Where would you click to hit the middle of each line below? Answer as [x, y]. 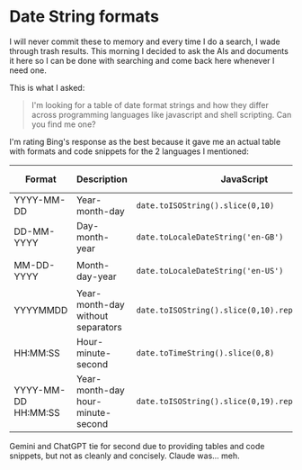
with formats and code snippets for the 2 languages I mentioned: [129, 151]
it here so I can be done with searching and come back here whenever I [142, 60]
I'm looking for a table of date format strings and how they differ [150, 104]
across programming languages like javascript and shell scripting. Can [161, 114]
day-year [96, 276]
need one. [28, 70]
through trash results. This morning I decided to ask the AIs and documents [149, 50]
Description [102, 179]
